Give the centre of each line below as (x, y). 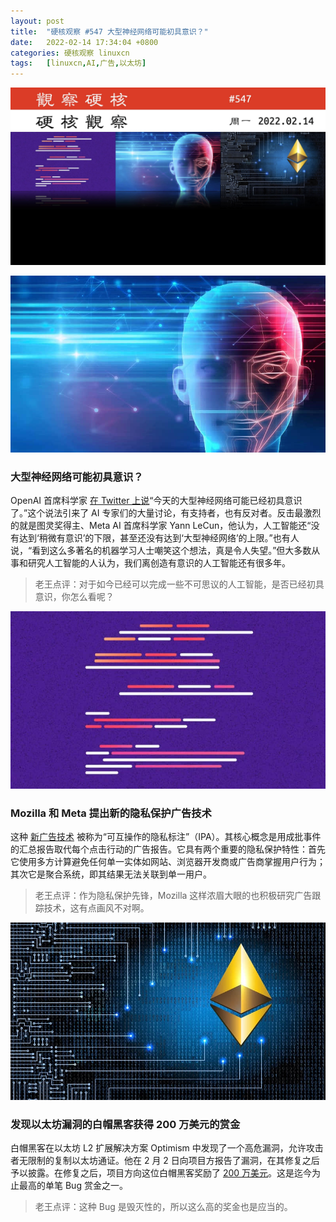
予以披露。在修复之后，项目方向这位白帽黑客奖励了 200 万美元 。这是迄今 (161, 1173)
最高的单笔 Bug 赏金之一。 (73, 1186)
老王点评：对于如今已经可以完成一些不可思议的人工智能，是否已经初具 (179, 584)
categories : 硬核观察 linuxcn (70, 53)
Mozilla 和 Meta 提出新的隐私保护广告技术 (111, 813)
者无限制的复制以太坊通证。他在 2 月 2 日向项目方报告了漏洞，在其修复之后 (165, 1161)
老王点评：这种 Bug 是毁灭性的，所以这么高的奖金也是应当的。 (163, 1207)
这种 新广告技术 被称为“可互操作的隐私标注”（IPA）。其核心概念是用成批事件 (166, 837)
